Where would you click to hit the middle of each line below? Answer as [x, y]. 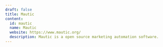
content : [14, 19]
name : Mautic [23, 28]
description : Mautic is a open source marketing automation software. [84, 37]
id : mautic [21, 23]
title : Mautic [20, 14]
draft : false [19, 10]
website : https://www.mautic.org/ [45, 32]
